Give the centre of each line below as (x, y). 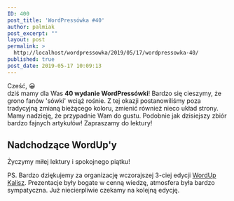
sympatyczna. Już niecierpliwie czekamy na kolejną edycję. (94, 190)
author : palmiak (31, 27)
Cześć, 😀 (21, 85)
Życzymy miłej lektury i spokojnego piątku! (69, 162)
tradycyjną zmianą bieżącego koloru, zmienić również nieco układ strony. (113, 108)
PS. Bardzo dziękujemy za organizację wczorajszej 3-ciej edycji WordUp (112, 175)
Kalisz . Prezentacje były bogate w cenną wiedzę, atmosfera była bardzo (111, 183)
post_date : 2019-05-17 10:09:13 (54, 66)
